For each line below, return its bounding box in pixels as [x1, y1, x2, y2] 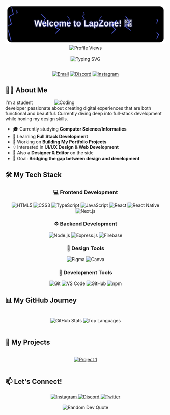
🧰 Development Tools [59, 269, 112, 276]
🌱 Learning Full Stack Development [12, 133, 88, 139]
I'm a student [5, 99, 33, 106]
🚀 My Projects [5, 338, 50, 346]
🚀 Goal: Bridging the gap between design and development [12, 155, 140, 161]
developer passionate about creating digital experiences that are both [5, 105, 152, 111]
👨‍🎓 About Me [5, 86, 48, 95]
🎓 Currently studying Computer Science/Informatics [12, 126, 127, 132]
